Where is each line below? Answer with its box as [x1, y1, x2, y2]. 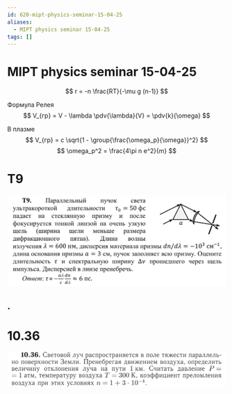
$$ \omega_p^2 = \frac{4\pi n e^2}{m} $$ [56, 147, 177, 155]
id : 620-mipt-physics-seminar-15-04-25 [7, 11, 123, 18]
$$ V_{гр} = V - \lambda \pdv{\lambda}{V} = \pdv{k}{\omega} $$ [23, 111, 210, 120]
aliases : [7, 18, 33, 26]
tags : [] [7, 33, 33, 40]
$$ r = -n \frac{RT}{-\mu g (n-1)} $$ [65, 87, 169, 95]
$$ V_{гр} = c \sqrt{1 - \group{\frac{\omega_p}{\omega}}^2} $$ [25, 136, 208, 144]
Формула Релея [7, 101, 54, 109]
